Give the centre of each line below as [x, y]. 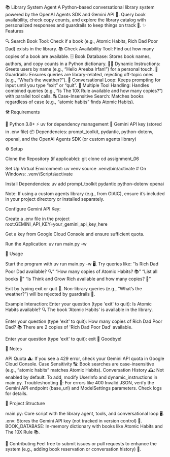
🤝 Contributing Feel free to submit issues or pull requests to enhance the [81, 444]
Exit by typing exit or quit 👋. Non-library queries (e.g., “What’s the [74, 288]
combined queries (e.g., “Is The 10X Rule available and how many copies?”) [84, 91]
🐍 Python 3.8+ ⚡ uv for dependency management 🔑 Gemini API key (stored [83, 124]
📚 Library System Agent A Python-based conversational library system [80, 7]
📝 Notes [14, 349]
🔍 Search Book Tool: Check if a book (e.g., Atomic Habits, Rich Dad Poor [82, 41]
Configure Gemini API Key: [33, 209]
